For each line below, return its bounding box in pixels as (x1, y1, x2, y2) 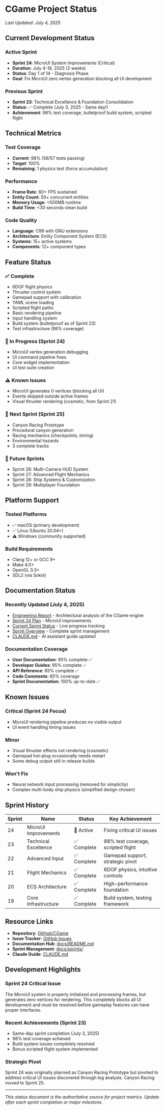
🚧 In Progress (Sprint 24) (5, 338, 65, 344)
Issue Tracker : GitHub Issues (12, 935, 72, 941)
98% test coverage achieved (12, 1035, 71, 1041)
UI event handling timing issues (12, 724, 76, 730)
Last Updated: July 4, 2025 (5, 20, 60, 26)
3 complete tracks (12, 443, 49, 449)
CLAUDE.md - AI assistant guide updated (12, 633, 96, 639)
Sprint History (5, 801, 49, 809)
